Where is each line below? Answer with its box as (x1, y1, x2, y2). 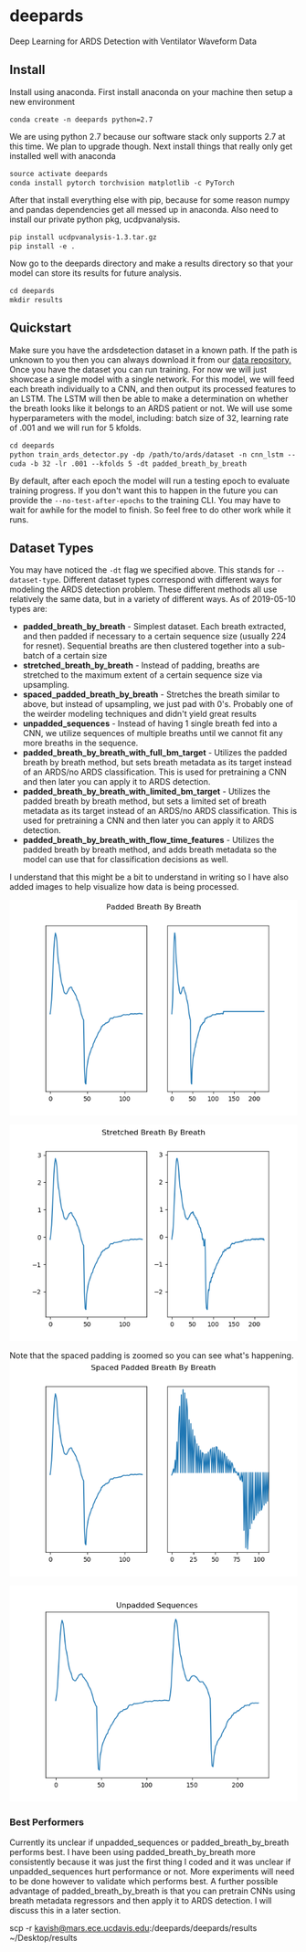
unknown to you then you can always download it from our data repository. (9, 353, 292, 365)
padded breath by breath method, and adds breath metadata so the (22, 844, 277, 855)
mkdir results (9, 295, 64, 304)
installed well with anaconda (9, 150, 116, 161)
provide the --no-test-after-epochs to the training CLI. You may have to (9, 494, 281, 505)
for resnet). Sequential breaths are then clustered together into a (22, 640, 267, 651)
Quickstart (9, 321, 72, 336)
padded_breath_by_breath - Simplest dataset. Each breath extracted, (22, 621, 287, 632)
